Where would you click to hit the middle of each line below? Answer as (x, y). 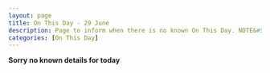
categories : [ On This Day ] (53, 38)
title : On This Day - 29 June (59, 23)
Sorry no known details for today (64, 60)
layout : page (30, 15)
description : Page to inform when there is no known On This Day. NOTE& (133, 30)
